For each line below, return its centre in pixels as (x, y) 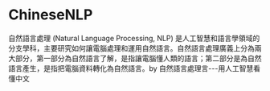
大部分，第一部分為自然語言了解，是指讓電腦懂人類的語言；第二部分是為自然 (135, 58)
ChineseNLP (51, 15)
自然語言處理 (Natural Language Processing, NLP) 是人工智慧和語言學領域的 (134, 38)
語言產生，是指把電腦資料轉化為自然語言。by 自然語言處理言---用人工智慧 (131, 68)
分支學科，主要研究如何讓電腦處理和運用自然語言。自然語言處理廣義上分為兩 (135, 48)
